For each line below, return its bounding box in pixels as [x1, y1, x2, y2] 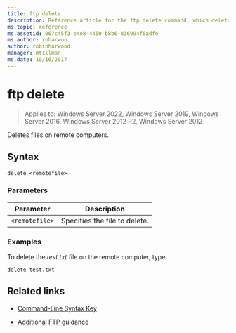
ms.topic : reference [7, 23, 68, 30]
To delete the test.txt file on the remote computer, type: [7, 253, 167, 261]
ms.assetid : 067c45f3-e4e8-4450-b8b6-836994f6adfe [7, 30, 159, 37]
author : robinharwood [7, 43, 71, 50]
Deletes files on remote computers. [7, 131, 110, 139]
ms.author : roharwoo [7, 37, 68, 44]
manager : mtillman [7, 50, 61, 57]
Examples [7, 237, 42, 247]
